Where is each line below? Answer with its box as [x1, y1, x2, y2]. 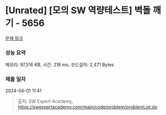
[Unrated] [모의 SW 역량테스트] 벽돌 [5, 5, 151, 16]
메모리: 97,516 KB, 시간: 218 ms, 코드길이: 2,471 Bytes [5, 62, 114, 68]
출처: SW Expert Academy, [17, 98, 73, 104]
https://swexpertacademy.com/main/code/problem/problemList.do [17, 104, 158, 110]
